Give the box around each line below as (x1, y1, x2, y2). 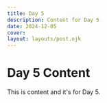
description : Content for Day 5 (7, 16, 99, 23)
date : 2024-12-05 (7, 23, 57, 30)
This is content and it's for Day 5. (7, 88, 101, 96)
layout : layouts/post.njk (7, 36, 81, 43)
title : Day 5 (7, 10, 45, 17)
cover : (7, 29, 26, 36)
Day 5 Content (7, 65, 91, 81)
